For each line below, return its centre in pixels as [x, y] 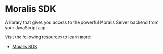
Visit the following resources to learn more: [48, 37]
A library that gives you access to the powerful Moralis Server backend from [82, 22]
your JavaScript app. [26, 27]
